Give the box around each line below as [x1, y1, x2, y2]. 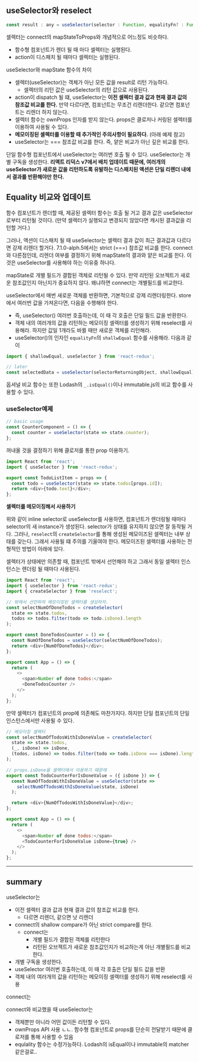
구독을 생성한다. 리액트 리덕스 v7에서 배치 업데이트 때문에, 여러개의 [12, 158, 166, 165]
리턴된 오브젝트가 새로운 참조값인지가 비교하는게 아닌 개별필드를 [32, 943, 180, 950]
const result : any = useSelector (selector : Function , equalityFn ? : [6, 21, 184, 28]
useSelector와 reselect [6, 5, 92, 16]
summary [6, 877, 43, 887]
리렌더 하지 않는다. [25, 108, 69, 115]
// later [6, 364, 28, 370]
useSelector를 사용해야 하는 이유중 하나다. [17, 259, 116, 266]
